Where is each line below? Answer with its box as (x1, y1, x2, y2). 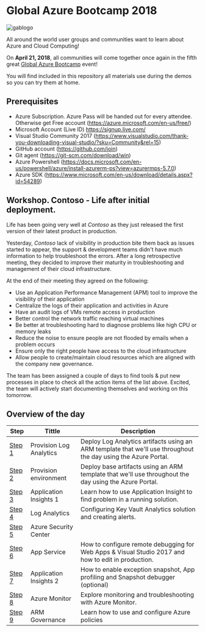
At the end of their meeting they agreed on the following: (6, 277, 149, 284)
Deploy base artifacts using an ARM (80, 462, 183, 471)
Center (30, 530, 51, 539)
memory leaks (15, 328, 51, 335)
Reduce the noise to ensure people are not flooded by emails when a (15, 334, 189, 342)
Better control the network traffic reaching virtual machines (15, 315, 165, 322)
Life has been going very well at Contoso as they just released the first (6, 221, 184, 228)
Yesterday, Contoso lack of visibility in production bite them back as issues (6, 239, 195, 246)
